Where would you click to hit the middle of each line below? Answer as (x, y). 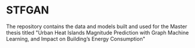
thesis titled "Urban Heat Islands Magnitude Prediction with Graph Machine (97, 32)
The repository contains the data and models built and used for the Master (97, 26)
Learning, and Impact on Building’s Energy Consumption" (76, 39)
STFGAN (27, 10)
